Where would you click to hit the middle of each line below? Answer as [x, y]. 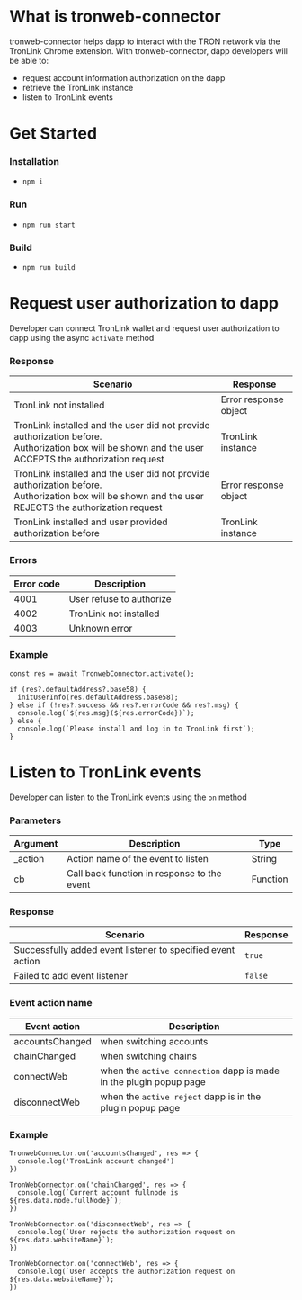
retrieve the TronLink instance [78, 87]
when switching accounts [154, 1041]
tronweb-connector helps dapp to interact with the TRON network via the [145, 41]
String [264, 859]
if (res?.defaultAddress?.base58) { [78, 689]
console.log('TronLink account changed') [96, 1161]
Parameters [35, 820]
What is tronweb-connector [115, 17]
